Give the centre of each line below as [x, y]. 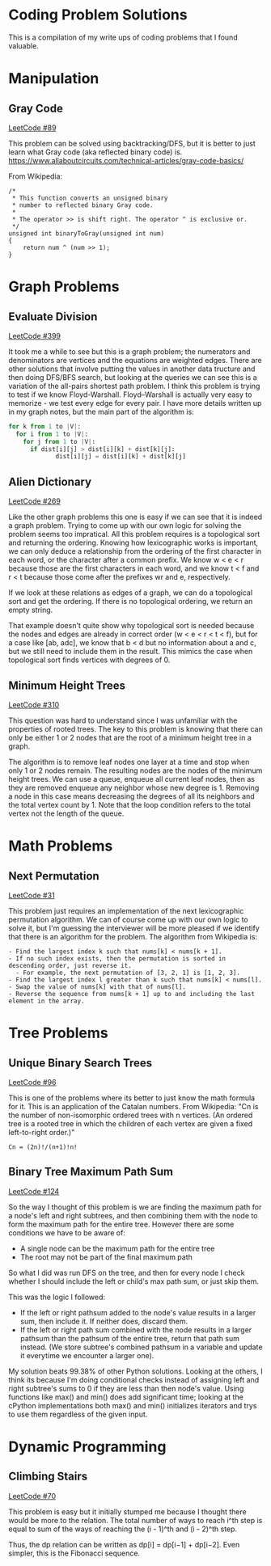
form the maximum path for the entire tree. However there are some [121, 1224]
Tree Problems [58, 1033]
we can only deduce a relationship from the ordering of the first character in [135, 551]
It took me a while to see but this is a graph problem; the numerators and [129, 351]
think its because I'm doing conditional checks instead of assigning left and [134, 1379]
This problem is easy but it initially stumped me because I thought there [127, 1511]
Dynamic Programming [87, 1447]
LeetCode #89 [32, 128]
